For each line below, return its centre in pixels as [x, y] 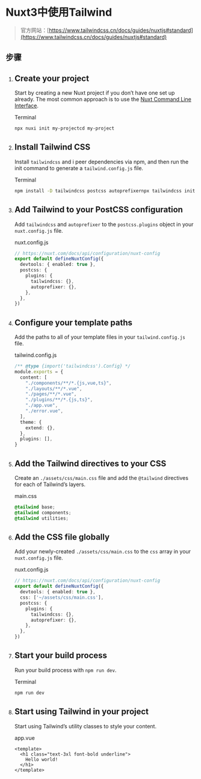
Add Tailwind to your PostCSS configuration [98, 210]
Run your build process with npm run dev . [65, 670]
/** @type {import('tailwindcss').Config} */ [72, 366]
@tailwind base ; [35, 507]
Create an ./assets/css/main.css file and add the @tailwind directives [101, 478]
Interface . [26, 106]
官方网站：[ [35, 30]
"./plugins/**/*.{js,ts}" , [59, 400]
